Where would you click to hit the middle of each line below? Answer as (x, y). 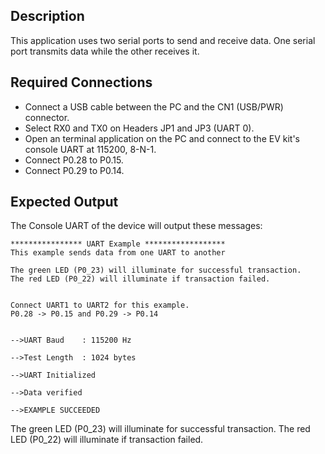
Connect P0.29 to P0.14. (74, 170)
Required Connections (81, 82)
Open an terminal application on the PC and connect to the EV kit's (162, 138)
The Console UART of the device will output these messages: (136, 226)
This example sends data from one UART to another (118, 253)
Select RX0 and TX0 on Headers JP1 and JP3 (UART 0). (139, 128)
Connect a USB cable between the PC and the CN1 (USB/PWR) (154, 106)
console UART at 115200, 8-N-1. (90, 149)
